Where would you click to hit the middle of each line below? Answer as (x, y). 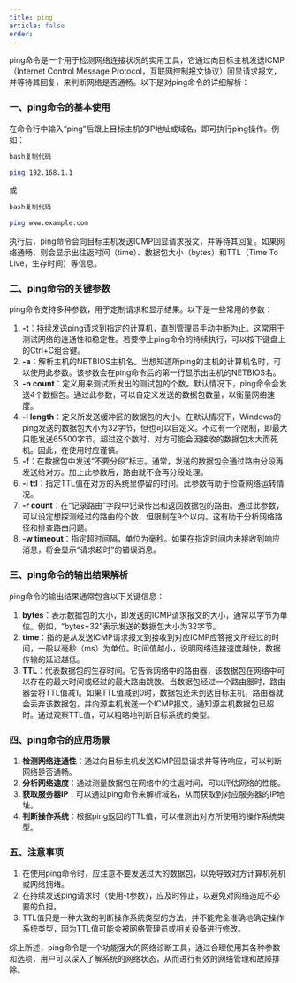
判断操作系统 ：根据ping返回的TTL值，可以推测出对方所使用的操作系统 (149, 816)
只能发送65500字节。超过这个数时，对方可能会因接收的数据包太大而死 (150, 439)
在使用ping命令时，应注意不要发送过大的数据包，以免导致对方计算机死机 (154, 873)
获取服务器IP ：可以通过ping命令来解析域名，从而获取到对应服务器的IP (149, 794)
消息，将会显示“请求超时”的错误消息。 (91, 550)
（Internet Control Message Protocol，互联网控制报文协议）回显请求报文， (145, 71)
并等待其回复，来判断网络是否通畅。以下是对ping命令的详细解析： (129, 82)
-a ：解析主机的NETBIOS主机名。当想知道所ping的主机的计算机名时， (148, 362)
